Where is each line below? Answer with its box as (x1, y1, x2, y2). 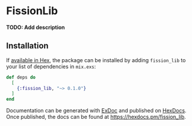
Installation (6, 41, 49, 51)
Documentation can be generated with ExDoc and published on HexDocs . (6, 107, 187, 114)
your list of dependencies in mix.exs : (6, 63, 96, 70)
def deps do (6, 74, 36, 80)
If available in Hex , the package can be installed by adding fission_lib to (6, 56, 186, 63)
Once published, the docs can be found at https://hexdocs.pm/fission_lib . (6, 114, 186, 121)
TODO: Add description (6, 24, 65, 31)
